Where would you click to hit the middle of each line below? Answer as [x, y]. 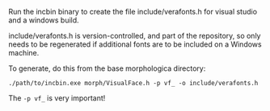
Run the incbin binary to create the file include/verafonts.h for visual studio [133, 12]
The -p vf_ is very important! [57, 98]
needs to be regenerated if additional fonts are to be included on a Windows [135, 44]
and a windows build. [44, 20]
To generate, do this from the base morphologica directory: [107, 68]
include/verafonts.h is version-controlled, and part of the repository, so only [135, 36]
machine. [24, 53]
